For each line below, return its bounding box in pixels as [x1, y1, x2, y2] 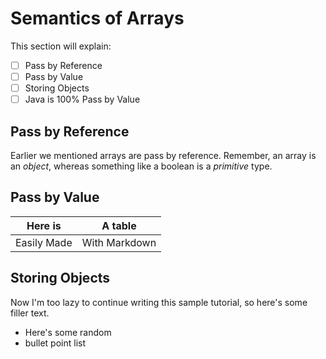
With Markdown [81, 235, 157, 249]
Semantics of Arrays [10, 7, 185, 30]
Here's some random [24, 326, 112, 338]
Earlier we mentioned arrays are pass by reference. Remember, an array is [10, 150, 317, 161]
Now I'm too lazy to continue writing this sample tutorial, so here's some [10, 296, 308, 308]
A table [101, 218, 137, 232]
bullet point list [24, 337, 87, 349]
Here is [26, 218, 62, 232]
